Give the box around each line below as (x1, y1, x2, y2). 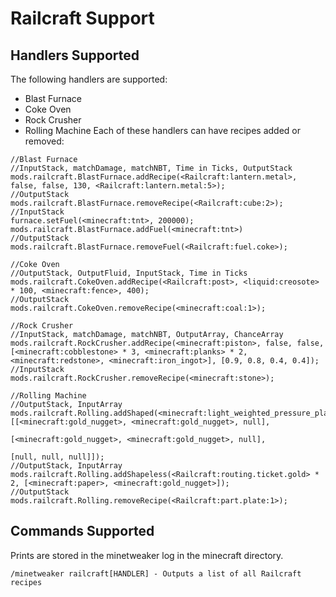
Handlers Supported (10, 47, 140, 64)
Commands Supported (10, 523, 155, 540)
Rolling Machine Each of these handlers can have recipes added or (24, 125, 301, 136)
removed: (24, 135, 65, 147)
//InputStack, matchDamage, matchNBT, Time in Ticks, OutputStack (10, 163, 293, 173)
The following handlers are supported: (10, 73, 168, 85)
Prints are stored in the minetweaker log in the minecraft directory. (10, 549, 284, 561)
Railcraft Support (10, 7, 155, 30)
